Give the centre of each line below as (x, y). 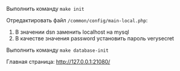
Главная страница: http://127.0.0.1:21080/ (58, 62)
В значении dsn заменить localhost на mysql (72, 32)
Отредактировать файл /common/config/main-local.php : (77, 20)
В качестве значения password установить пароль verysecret (94, 38)
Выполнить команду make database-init (57, 50)
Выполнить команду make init (45, 9)
